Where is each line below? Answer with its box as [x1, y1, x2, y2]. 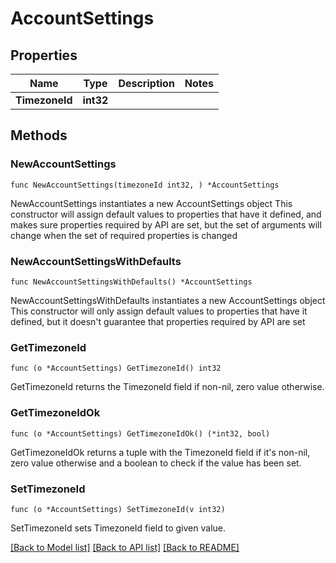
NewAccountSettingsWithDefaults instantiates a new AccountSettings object [10, 294, 326, 306]
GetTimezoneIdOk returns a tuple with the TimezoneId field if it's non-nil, [10, 446, 311, 458]
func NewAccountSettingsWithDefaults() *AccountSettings [10, 277, 253, 287]
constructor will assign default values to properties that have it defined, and [10, 208, 322, 220]
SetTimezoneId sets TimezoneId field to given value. [10, 522, 226, 534]
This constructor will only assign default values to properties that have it [10, 305, 308, 317]
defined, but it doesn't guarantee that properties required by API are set [10, 315, 306, 327]
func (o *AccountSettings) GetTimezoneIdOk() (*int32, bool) [10, 428, 271, 439]
